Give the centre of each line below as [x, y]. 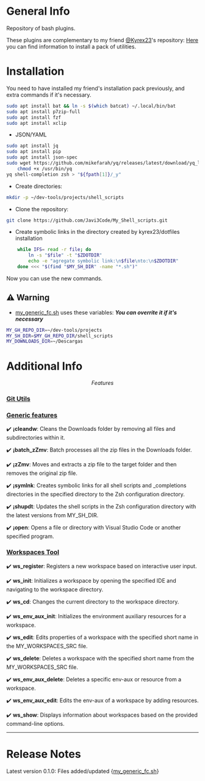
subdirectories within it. [36, 438]
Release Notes [44, 754]
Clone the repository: [42, 209]
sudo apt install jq [33, 146]
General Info [38, 11]
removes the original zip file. [42, 473]
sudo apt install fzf [34, 118]
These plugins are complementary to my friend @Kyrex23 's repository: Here [103, 40]
